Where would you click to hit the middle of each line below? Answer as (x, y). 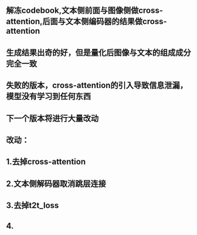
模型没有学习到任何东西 (48, 97)
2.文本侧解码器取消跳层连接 (56, 184)
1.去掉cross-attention (46, 162)
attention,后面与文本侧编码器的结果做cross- (86, 21)
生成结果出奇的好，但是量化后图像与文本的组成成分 (98, 53)
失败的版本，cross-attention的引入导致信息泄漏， (97, 85)
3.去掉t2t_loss (33, 205)
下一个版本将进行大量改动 (52, 118)
